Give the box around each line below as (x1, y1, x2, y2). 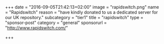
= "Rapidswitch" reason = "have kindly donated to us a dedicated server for (5, 9, 158, 15)
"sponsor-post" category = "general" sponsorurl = (5, 20, 107, 25)
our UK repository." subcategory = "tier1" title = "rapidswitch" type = (5, 15, 143, 20)
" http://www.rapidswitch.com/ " (5, 25, 68, 31)
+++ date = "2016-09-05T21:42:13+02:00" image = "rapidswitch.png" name (5, 4, 159, 10)
